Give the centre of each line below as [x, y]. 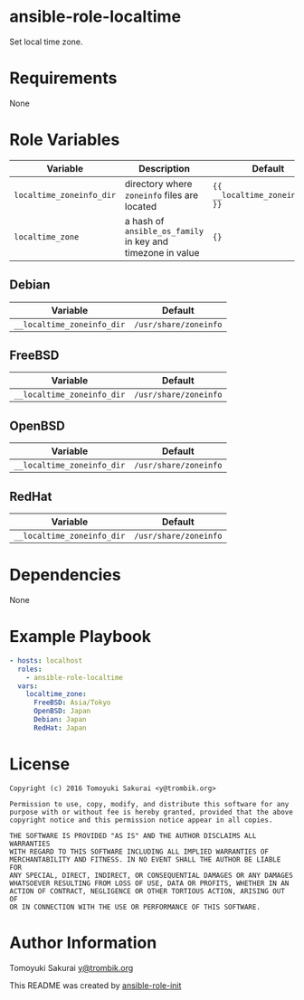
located [141, 206]
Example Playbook [81, 637]
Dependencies [65, 575]
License [40, 764]
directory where [159, 184]
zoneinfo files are [162, 194]
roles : [30, 669]
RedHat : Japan [60, 728]
